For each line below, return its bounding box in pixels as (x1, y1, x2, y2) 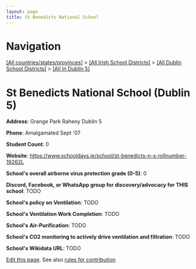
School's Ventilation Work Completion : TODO (6, 211, 120, 218)
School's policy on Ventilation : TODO (6, 199, 99, 206)
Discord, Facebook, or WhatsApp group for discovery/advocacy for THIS (6, 181, 188, 189)
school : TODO (6, 188, 41, 195)
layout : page (6, 8, 38, 15)
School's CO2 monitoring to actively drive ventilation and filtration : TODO (6, 234, 190, 241)
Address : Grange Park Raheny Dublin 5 (6, 118, 102, 125)
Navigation (6, 40, 61, 53)
